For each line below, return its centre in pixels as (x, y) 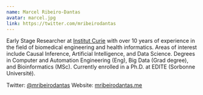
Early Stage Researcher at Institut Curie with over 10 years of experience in (101, 41)
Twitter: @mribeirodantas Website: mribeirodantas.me (74, 85)
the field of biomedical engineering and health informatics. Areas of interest (102, 47)
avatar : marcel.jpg (31, 18)
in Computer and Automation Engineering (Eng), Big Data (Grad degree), (97, 60)
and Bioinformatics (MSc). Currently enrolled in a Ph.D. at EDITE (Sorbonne (101, 67)
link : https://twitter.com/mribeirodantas (61, 23)
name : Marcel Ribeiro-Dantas (43, 12)
